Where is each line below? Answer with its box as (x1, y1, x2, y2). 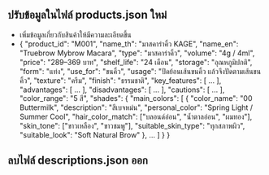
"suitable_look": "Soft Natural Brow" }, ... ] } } (19, 129, 171, 139)
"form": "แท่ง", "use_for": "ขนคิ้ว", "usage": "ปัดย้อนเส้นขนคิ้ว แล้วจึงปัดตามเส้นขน (19, 66, 262, 76)
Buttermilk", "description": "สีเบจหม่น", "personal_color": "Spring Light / (19, 103, 254, 112)
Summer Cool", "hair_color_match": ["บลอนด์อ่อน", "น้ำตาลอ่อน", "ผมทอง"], (19, 112, 253, 121)
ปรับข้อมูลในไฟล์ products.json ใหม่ (7, 8, 167, 22)
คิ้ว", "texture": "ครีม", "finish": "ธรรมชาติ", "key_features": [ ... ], (19, 75, 222, 85)
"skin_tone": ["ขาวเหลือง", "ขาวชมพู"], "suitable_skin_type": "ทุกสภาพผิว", (19, 120, 245, 130)
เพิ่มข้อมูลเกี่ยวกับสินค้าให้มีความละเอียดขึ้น (19, 29, 132, 39)
